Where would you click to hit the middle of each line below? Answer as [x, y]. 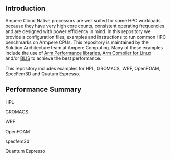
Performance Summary [43, 90]
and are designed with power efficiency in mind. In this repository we [78, 31]
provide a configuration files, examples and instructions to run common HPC [86, 37]
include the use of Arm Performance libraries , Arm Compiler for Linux [78, 53]
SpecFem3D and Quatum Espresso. [43, 74]
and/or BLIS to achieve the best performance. [53, 58]
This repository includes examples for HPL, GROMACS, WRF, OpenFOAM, [83, 68]
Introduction [26, 8]
